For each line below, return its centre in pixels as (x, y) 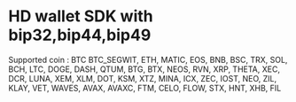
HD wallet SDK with (81, 16)
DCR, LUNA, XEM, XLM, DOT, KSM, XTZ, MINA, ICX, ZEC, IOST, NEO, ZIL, (142, 78)
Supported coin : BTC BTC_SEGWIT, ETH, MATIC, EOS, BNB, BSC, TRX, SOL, (148, 59)
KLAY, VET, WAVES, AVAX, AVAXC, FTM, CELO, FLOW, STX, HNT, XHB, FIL (145, 88)
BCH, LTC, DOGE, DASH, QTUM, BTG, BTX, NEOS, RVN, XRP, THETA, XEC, (144, 69)
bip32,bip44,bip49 (80, 35)
